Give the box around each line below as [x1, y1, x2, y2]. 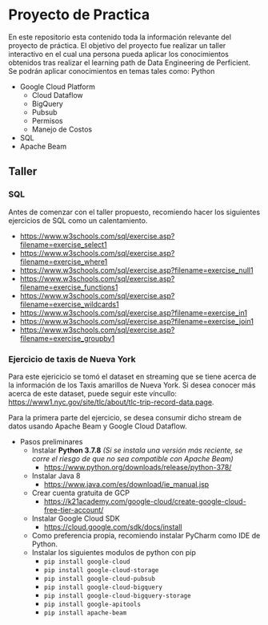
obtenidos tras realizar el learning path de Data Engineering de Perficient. [8, 58, 250, 67]
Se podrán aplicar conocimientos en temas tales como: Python [8, 66, 215, 75]
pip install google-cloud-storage [43, 566, 159, 574]
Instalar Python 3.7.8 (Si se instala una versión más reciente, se [31, 445, 243, 455]
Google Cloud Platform [19, 82, 96, 91]
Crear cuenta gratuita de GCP [31, 488, 130, 497]
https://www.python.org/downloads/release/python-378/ [43, 462, 232, 472]
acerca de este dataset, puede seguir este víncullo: [8, 388, 178, 398]
